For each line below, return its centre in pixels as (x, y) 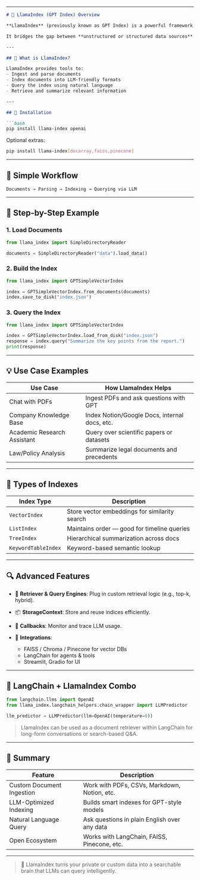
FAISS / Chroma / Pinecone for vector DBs (75, 649)
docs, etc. (99, 422)
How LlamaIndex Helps (138, 388)
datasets (98, 440)
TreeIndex (23, 538)
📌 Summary (28, 758)
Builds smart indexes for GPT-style (132, 802)
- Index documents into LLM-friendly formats (63, 80)
